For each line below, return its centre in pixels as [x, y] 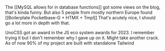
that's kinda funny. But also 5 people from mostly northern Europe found [79, 12]
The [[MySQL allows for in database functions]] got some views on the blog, [83, 7]
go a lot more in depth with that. [38, 23]
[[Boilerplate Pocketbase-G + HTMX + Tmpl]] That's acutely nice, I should [80, 18]
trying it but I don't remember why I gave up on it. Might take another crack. [82, 38]
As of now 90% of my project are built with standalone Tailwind [70, 43]
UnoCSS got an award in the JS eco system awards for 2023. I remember [80, 32]
